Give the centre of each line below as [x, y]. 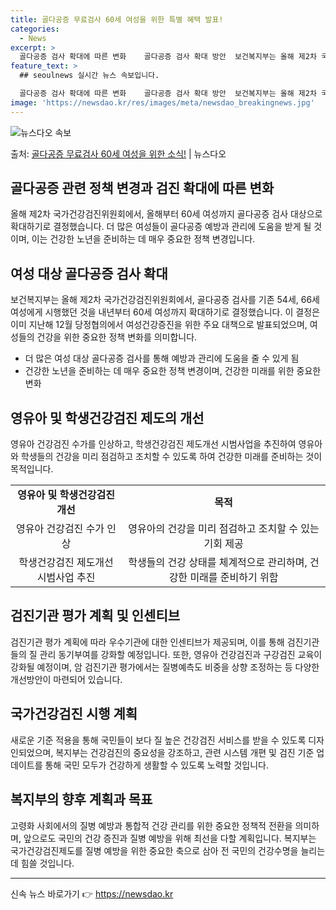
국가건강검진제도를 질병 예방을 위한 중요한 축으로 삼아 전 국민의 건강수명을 [154, 850]
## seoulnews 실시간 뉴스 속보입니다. [89, 76]
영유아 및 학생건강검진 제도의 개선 [107, 417]
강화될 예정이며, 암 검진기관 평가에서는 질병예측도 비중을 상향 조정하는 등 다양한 [165, 667]
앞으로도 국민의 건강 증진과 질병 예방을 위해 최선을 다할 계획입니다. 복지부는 [170, 838]
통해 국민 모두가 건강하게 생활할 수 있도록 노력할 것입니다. [156, 765]
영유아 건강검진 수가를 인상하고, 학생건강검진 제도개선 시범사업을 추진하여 [153, 444]
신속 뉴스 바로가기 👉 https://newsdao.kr [92, 893]
